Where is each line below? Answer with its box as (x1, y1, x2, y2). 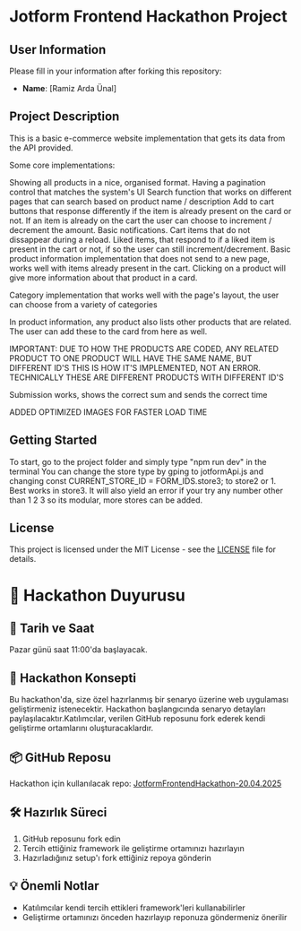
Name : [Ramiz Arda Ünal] (21, 83, 117, 93)
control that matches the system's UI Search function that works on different (9, 186, 292, 197)
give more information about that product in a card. (9, 272, 198, 283)
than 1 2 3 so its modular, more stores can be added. (9, 495, 203, 505)
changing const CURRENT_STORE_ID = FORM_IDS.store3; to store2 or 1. (9, 475, 277, 486)
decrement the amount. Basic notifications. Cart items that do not (9, 224, 251, 235)
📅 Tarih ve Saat (9, 621, 95, 636)
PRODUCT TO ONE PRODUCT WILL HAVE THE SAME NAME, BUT (9, 352, 253, 364)
